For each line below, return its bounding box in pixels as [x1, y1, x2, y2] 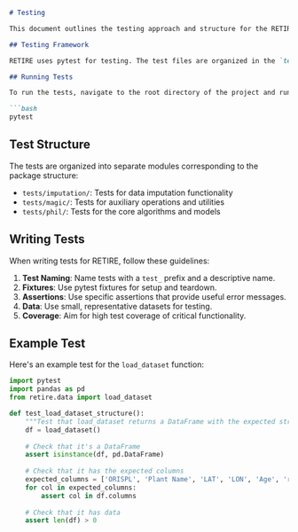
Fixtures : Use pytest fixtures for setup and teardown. [21, 282, 217, 293]
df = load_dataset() [25, 426, 101, 434]
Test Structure [9, 137, 91, 153]
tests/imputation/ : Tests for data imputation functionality [21, 187, 233, 198]
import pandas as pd [9, 385, 86, 394]
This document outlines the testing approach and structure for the [9, 24, 268, 33]
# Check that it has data [25, 508, 122, 517]
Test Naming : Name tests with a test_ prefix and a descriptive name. [21, 272, 276, 283]
